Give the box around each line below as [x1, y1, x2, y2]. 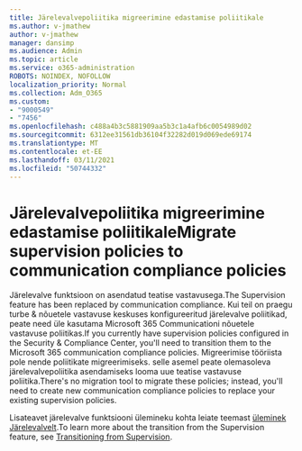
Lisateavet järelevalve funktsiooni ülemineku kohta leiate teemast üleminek [9, 412, 287, 423]
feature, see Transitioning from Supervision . [9, 431, 173, 442]
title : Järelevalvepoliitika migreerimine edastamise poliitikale [9, 13, 264, 23]
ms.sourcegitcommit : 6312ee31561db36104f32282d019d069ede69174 [9, 131, 252, 140]
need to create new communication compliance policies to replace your [9, 385, 275, 396]
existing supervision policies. [9, 395, 117, 406]
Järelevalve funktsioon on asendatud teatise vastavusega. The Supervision [9, 290, 286, 301]
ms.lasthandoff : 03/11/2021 [9, 155, 115, 165]
